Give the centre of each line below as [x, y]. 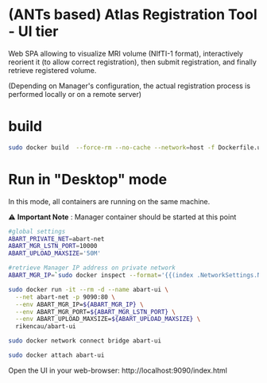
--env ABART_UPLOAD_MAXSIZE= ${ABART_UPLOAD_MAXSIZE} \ [108, 319]
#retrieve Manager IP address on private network [92, 268]
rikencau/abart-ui [46, 327]
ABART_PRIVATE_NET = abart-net [56, 239]
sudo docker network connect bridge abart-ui [85, 341]
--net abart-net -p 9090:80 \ [65, 297]
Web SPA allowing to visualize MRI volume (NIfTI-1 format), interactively [126, 53]
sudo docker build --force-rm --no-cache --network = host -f [112, 147]
